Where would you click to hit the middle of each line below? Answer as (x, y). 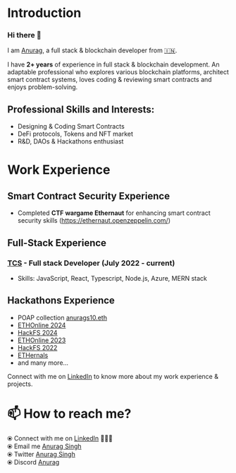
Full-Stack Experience (57, 243)
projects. (20, 384)
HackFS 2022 (37, 347)
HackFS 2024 (37, 332)
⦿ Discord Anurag (33, 462)
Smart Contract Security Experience (89, 196)
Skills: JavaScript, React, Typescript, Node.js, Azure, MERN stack (112, 278)
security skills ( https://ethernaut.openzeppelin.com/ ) (94, 221)
